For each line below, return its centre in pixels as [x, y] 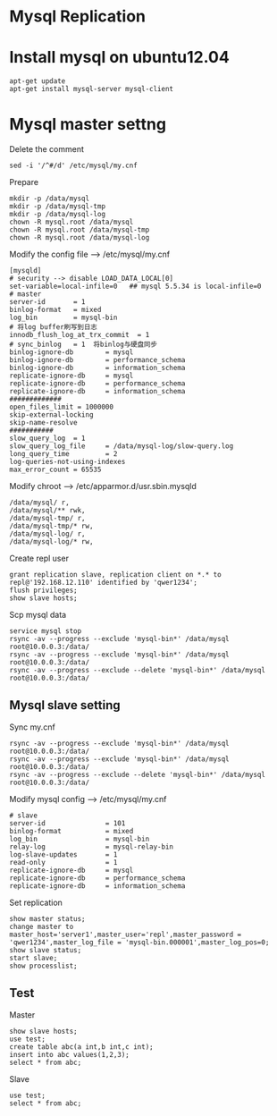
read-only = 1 [63, 862]
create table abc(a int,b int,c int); [81, 1047]
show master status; [48, 918]
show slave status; [46, 950]
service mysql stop [46, 631]
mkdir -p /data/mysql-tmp [57, 207]
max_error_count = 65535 [55, 470]
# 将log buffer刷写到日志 [54, 327]
